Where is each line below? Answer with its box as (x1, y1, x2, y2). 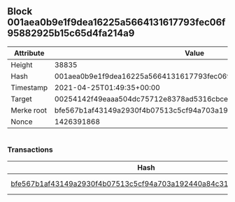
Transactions (7, 145, 54, 154)
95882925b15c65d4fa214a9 (7, 27, 135, 39)
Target (10, 94, 33, 103)
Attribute (13, 48, 45, 58)
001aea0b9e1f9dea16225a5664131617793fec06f (7, 17, 226, 29)
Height (10, 59, 33, 69)
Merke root (10, 105, 48, 115)
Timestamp (10, 82, 48, 92)
